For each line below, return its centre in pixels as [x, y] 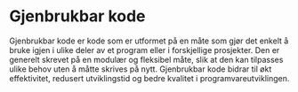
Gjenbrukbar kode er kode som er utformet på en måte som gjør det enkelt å [149, 41]
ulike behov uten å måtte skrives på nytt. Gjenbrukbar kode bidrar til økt [141, 69]
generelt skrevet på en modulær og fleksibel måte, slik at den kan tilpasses [146, 59]
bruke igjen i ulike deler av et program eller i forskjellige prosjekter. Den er [145, 50]
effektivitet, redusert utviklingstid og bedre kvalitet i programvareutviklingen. [149, 78]
